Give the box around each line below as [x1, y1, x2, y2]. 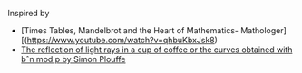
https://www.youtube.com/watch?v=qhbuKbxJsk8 [26, 35, 216, 45]
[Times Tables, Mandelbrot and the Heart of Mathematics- [20, 25, 239, 35]
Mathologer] [239, 25, 287, 35]
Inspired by [7, 8, 50, 18]
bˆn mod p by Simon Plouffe [20, 54, 126, 64]
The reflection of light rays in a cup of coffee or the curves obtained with [20, 44, 293, 55]
